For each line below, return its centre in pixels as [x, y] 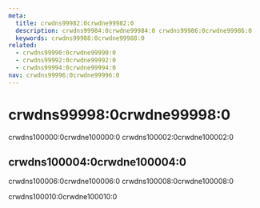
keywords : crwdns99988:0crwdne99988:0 [80, 38]
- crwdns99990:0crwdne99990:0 [66, 53]
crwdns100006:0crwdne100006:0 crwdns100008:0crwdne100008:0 [121, 182]
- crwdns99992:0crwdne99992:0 [66, 61]
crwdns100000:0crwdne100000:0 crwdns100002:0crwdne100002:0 [121, 137]
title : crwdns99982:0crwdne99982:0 [75, 23]
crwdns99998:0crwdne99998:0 [119, 115]
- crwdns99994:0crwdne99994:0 [66, 68]
